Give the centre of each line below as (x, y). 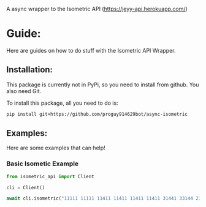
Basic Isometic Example (43, 164)
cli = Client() (26, 187)
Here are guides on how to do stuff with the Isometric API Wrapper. (91, 50)
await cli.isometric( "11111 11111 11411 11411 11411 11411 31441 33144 (100, 198)
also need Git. (24, 91)
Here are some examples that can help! (56, 148)
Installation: (30, 70)
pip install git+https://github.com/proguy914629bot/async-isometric (97, 114)
